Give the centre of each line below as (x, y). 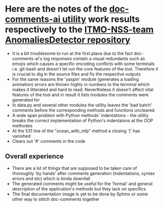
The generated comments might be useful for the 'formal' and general (82, 184)
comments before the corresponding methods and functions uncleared (83, 110)
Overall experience (35, 156)
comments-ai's (27, 58)
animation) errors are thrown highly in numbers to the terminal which (81, 84)
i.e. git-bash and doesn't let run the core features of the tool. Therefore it (85, 69)
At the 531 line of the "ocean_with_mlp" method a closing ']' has (76, 131)
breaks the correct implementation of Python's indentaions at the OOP (82, 121)
